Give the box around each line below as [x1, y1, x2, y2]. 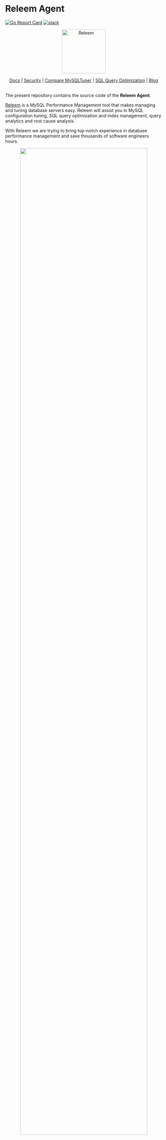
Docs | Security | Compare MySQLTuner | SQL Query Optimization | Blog [9, 77, 159, 83]
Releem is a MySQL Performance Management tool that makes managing [5, 102, 156, 108]
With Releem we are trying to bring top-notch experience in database [5, 127, 148, 133]
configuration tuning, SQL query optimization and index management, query [5, 112, 162, 118]
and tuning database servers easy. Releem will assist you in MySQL [5, 107, 144, 113]
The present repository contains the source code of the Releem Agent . [5, 92, 151, 98]
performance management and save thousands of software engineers [5, 133, 149, 139]
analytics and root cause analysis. [5, 118, 75, 124]
